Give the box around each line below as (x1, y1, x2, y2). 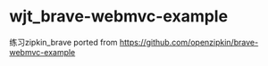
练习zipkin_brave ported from (9, 37, 118, 47)
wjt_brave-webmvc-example (9, 6, 229, 27)
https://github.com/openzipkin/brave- (119, 37, 259, 47)
